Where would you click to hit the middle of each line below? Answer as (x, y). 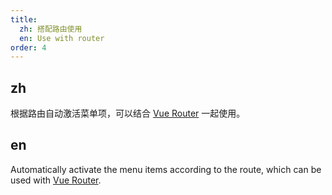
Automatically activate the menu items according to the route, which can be (166, 169)
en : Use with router (62, 38)
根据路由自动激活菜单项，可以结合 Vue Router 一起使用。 (128, 113)
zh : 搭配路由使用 (51, 29)
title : (24, 19)
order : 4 (28, 47)
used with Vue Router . (56, 180)
